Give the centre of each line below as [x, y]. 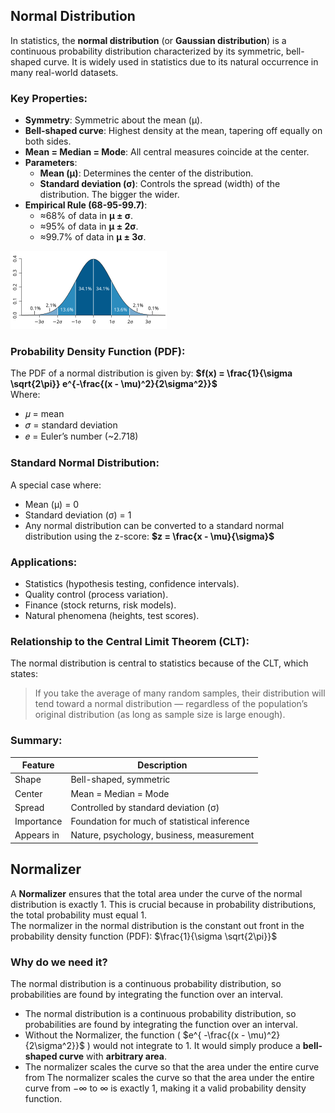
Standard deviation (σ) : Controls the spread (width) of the [160, 184]
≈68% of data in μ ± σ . [86, 216]
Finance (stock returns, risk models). [100, 605]
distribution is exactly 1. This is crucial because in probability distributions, [163, 904]
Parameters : [51, 163]
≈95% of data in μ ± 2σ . [89, 226]
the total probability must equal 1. [78, 915]
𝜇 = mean [44, 414]
